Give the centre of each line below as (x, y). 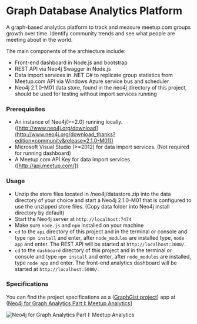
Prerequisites (26, 109)
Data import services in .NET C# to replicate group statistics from (94, 75)
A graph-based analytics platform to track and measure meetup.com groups (98, 27)
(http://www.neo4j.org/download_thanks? (65, 134)
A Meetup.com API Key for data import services (72, 160)
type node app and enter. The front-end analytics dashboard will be (96, 263)
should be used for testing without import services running (86, 94)
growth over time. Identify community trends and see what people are (91, 33)
